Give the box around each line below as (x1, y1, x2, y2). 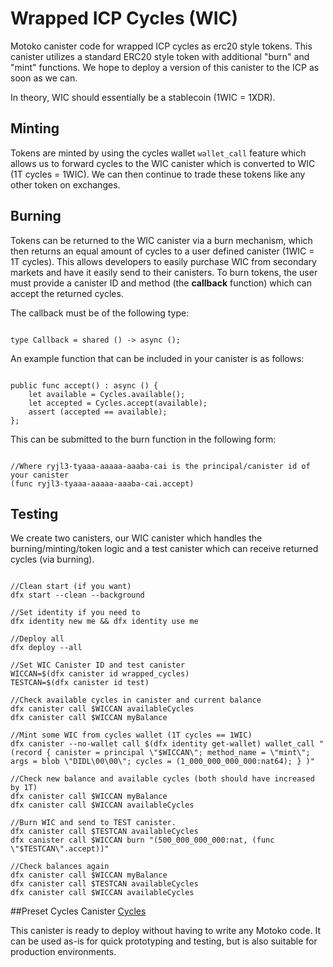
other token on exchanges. (10, 178, 121, 191)
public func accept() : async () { (10, 380, 159, 391)
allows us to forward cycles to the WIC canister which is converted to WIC (10, 157, 316, 169)
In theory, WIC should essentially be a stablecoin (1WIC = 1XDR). (10, 91, 276, 103)
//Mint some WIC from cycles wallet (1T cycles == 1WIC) (10, 730, 253, 741)
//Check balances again (10, 862, 110, 872)
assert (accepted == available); (28, 407, 168, 417)
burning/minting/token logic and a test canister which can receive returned (10, 543, 319, 555)
